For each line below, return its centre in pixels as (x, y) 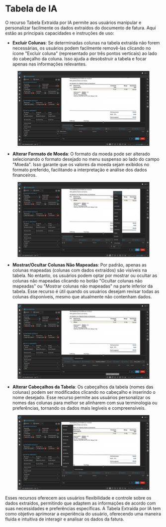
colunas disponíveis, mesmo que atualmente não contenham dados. (82, 297)
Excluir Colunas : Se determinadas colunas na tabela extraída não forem (86, 42)
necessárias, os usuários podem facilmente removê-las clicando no (82, 48)
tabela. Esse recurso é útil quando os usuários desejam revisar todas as (86, 291)
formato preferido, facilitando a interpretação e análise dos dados (80, 170)
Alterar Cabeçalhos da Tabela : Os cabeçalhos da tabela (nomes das (83, 387)
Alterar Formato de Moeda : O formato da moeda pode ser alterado (81, 154)
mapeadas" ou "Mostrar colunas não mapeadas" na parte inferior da (83, 286)
